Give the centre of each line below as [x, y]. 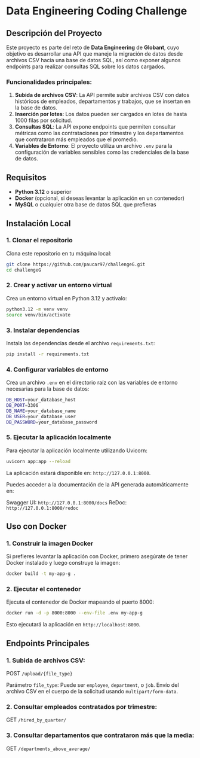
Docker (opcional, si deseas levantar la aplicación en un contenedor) [100, 198]
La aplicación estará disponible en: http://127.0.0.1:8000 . [79, 473]
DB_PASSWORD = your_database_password [52, 422]
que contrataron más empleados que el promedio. [76, 139]
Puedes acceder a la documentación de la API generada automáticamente [98, 484]
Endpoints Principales [48, 643]
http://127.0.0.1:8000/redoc [42, 508]
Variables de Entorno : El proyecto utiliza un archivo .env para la [93, 146]
